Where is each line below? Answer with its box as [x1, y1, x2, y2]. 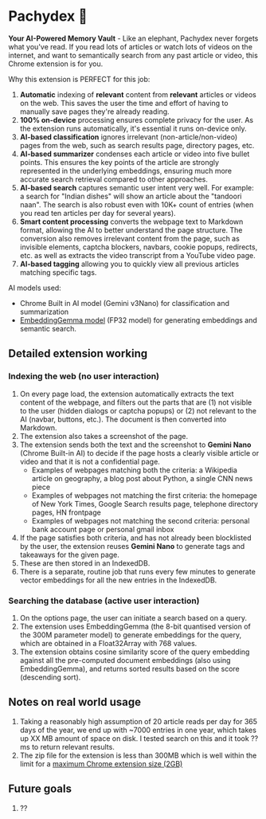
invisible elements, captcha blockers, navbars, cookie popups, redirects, [19, 242, 258, 252]
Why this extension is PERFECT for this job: [8, 74, 151, 84]
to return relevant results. [31, 742, 115, 751]
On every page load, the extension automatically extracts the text [19, 389, 234, 398]
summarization [19, 307, 69, 316]
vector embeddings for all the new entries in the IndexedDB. [19, 575, 217, 585]
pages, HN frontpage [31, 507, 101, 517]
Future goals [8, 782, 72, 796]
